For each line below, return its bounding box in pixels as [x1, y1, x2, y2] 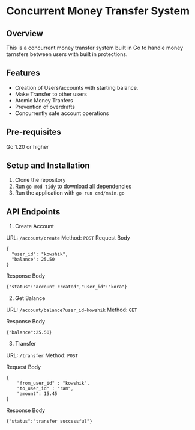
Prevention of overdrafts [14, 103, 75, 110]
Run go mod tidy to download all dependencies [14, 182, 132, 190]
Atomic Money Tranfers [14, 96, 73, 104]
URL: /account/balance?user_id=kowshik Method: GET [6, 306, 137, 314]
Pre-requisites [6, 127, 61, 137]
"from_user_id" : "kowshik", [17, 381, 90, 387]
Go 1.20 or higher [6, 143, 49, 150]
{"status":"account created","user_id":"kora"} [6, 284, 128, 290]
